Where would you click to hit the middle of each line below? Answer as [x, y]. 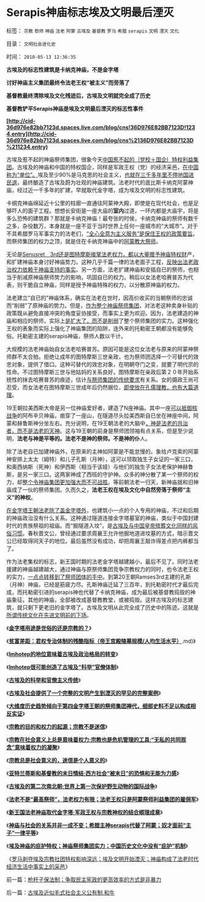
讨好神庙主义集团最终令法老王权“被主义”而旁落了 [68, 83]
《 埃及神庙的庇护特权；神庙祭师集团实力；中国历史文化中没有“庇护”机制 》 [97, 846]
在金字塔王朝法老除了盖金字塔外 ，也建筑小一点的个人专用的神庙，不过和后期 [103, 510]
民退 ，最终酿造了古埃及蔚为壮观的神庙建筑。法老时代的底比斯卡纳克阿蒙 [97, 182]
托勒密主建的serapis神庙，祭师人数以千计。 [72, 336]
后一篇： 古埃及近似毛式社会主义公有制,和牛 [61, 892]
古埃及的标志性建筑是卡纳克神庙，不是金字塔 [63, 69]
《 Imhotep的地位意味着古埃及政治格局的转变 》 [62, 654]
